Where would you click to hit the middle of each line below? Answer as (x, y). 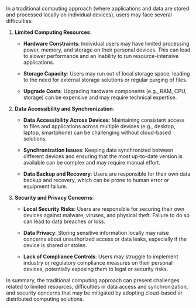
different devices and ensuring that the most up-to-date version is (103, 156)
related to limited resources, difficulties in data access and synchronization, (97, 287)
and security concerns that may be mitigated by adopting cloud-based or (94, 293)
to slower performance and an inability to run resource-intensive (101, 56)
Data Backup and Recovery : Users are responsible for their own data (107, 174)
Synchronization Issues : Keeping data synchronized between (98, 150)
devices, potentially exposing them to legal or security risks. (96, 269)
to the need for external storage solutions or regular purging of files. (105, 80)
